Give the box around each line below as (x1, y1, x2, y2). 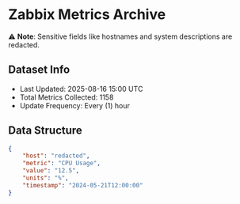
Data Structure (8, 124, 83, 138)
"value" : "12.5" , (22, 167, 80, 175)
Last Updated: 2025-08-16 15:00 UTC (19, 84, 143, 93)
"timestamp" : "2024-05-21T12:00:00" (22, 181, 144, 189)
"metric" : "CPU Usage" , (22, 160, 101, 168)
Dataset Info (8, 63, 70, 77)
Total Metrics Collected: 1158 (19, 93, 114, 102)
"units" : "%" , (22, 174, 69, 183)
